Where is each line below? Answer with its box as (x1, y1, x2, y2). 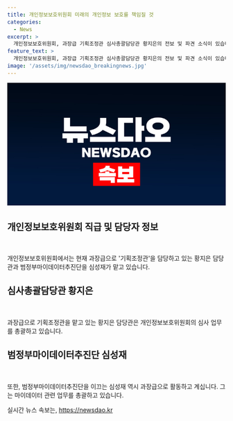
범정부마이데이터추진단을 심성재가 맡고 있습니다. (19, 263, 150, 271)
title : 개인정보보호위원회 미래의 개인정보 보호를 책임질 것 (7, 11, 154, 18)
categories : (7, 18, 42, 26)
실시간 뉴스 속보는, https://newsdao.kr (7, 406, 113, 414)
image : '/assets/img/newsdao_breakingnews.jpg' (7, 62, 148, 69)
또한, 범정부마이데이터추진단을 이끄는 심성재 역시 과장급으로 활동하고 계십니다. (7, 382, 218, 390)
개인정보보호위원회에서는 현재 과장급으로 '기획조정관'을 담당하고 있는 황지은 (7, 254, 212, 263)
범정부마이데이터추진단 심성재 (7, 349, 127, 361)
